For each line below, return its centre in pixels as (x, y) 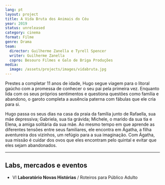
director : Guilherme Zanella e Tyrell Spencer (58, 51)
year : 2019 (16, 23)
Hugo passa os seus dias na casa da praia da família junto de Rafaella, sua (81, 114)
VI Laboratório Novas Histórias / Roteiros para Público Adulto (75, 177)
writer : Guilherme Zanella (37, 55)
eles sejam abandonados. (31, 145)
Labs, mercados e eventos (46, 166)
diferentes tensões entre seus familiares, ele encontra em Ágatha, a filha (78, 129)
